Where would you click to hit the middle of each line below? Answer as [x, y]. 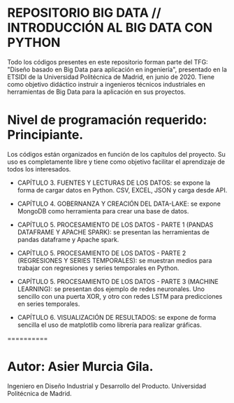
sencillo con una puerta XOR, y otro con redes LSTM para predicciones [120, 296]
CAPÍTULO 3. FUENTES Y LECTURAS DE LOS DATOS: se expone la [114, 183]
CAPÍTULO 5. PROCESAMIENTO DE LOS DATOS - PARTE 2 [102, 253]
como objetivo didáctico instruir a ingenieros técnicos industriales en [107, 84]
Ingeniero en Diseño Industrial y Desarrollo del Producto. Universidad [107, 386]
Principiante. [45, 135]
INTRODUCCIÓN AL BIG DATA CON [110, 28]
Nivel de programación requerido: [107, 120]
